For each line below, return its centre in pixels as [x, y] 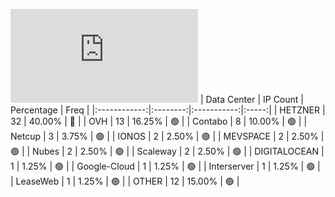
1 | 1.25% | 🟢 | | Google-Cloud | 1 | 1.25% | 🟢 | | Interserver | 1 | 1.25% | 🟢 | [165, 166]
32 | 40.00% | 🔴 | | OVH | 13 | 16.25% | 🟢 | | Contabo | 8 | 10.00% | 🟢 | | [159, 121]
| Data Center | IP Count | [251, 99]
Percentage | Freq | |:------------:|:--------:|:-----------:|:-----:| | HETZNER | [168, 110]
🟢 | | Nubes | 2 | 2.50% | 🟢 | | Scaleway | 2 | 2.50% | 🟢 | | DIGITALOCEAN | [167, 151]
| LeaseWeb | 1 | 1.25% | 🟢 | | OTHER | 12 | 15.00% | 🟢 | [125, 181]
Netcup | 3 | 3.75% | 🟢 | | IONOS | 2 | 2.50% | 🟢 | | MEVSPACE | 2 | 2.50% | [167, 136]
